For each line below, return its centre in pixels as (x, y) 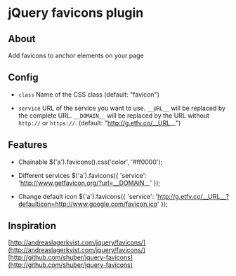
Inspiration (32, 226)
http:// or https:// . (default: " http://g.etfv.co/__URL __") (99, 123)
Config (23, 77)
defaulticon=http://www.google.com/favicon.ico (88, 204)
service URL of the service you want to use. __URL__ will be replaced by (122, 108)
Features (28, 145)
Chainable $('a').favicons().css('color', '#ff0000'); (90, 162)
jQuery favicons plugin (76, 13)
